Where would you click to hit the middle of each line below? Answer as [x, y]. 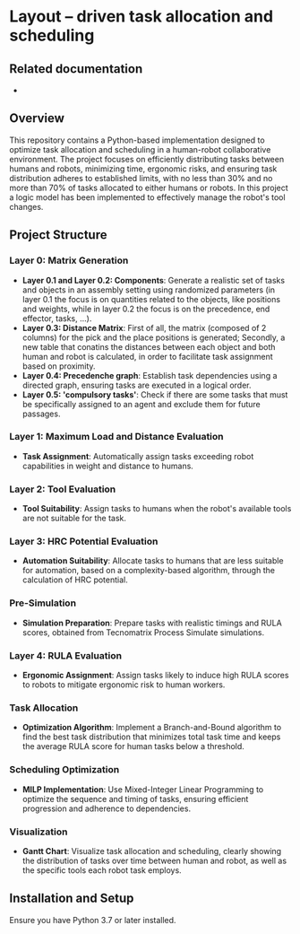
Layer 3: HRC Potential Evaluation [84, 542]
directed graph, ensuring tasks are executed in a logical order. [137, 385]
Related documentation [76, 69]
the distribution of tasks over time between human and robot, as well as [154, 860]
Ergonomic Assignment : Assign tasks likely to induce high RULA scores [155, 675]
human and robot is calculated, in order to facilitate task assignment [147, 356]
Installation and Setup [72, 899]
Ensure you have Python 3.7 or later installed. [93, 920]
